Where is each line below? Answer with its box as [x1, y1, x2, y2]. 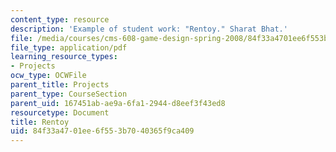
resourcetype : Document [10, 107, 110, 118]
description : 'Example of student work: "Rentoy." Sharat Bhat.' [10, 24, 288, 34]
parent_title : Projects [10, 80, 110, 90]
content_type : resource [10, 14, 110, 25]
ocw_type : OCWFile [10, 71, 87, 81]
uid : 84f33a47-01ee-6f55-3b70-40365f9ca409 [10, 126, 195, 136]
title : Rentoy [10, 117, 70, 127]
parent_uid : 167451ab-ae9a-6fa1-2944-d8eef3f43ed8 [10, 98, 226, 108]
